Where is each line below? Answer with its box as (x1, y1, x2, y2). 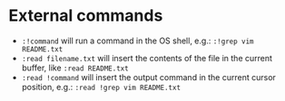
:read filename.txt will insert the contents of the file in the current (21, 52, 273, 63)
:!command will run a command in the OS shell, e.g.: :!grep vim (21, 35, 255, 46)
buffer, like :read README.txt (21, 62, 129, 73)
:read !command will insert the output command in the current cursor (21, 71, 276, 82)
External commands (8, 5, 163, 26)
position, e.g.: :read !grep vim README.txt (21, 81, 182, 92)
